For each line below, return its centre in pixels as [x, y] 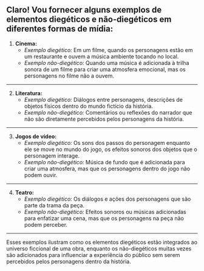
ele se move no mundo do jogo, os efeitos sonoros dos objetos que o [110, 149]
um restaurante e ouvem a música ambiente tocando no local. [101, 56]
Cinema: [26, 43]
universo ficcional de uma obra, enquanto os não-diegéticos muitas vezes [99, 249]
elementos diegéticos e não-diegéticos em [89, 20]
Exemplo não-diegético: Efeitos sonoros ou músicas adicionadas [105, 212]
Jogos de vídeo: [36, 136]
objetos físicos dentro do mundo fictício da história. [89, 106]
